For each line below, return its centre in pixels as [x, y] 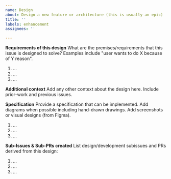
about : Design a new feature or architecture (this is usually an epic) [84, 15]
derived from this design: [32, 151]
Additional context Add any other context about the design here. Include [82, 89]
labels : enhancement [27, 24]
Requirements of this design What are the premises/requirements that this [84, 48]
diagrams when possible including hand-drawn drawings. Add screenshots [84, 110]
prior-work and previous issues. [39, 95]
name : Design [19, 10]
